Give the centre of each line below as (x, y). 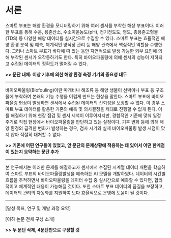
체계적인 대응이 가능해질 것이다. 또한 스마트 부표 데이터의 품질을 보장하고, (91, 186)
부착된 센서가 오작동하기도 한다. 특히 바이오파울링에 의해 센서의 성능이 (80, 57)
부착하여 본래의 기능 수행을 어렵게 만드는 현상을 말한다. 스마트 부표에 (82, 96)
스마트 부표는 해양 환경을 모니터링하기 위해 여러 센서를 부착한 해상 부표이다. (80, 25)
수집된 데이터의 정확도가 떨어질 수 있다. (49, 64)
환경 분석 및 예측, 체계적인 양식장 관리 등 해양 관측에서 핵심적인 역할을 (80, 44)
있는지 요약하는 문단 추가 (35, 152)
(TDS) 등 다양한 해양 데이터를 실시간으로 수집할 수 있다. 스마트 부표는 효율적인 (82, 38)
